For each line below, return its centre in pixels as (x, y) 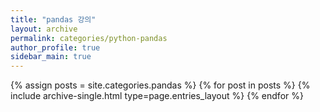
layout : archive (44, 29)
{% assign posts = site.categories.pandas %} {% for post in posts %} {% (160, 85)
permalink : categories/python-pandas (89, 38)
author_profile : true (55, 47)
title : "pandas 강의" (53, 19)
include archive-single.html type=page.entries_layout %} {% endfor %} (157, 96)
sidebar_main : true (51, 57)
